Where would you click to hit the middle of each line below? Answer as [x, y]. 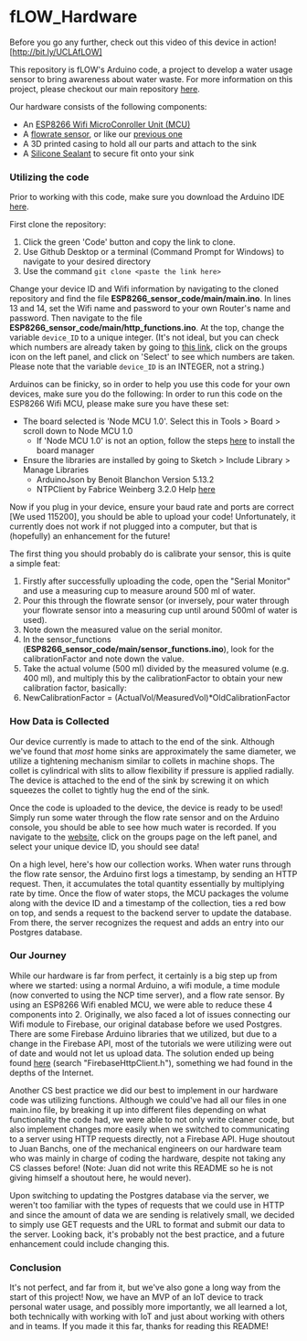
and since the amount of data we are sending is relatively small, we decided [152, 1214]
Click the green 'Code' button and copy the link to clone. [129, 242]
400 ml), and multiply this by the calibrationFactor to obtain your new [153, 679]
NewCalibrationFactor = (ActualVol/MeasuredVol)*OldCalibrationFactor [156, 698]
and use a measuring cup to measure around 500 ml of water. [139, 591]
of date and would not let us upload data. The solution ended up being [142, 1053]
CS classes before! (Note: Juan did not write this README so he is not [141, 1167]
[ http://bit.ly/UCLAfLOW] [56, 51]
